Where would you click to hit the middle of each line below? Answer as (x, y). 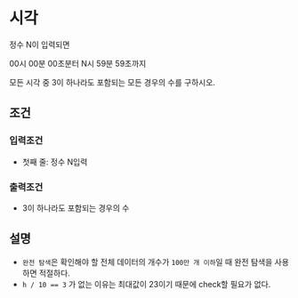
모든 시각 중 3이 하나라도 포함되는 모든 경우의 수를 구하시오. (113, 82)
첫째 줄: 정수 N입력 (55, 162)
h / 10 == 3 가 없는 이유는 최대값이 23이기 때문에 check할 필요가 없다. (146, 284)
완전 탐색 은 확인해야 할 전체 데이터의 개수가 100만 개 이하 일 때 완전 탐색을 (147, 262)
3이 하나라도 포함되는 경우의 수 (76, 208)
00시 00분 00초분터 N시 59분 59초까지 (78, 63)
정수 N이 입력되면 (40, 44)
